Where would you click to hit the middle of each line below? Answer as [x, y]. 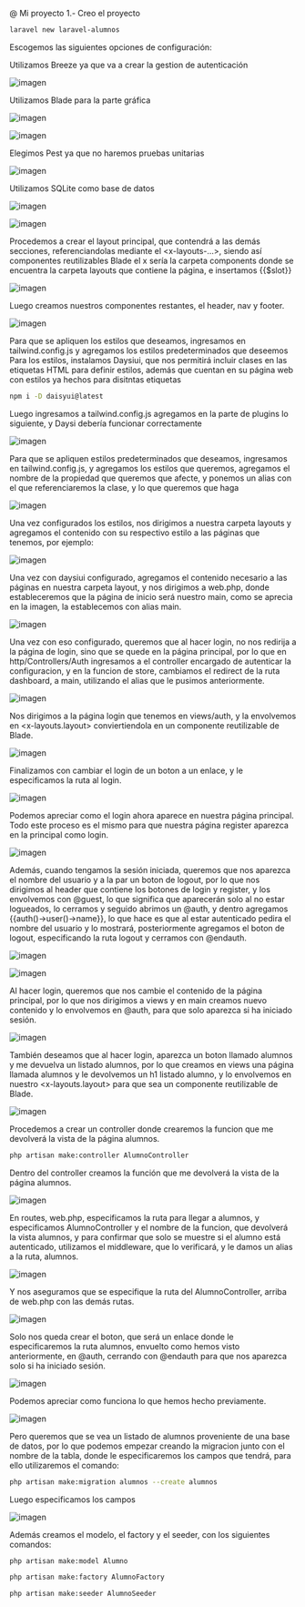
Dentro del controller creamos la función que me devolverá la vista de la [144, 1173]
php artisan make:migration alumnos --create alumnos [114, 1482]
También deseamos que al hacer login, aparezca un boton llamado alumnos [151, 1054]
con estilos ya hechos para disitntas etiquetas [96, 379]
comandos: [30, 1544]
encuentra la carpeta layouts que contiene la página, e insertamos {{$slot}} [151, 270]
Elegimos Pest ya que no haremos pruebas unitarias [107, 153]
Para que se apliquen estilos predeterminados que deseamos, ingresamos [149, 458]
